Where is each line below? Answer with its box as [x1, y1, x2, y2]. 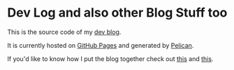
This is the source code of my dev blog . [7, 28, 122, 36]
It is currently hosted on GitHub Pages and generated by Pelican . [7, 41, 194, 49]
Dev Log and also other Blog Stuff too [7, 5, 228, 21]
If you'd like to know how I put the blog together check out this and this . [7, 54, 214, 63]
